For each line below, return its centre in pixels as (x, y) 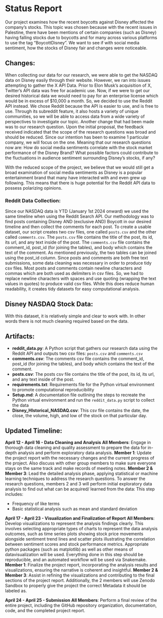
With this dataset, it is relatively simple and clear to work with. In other (75, 316)
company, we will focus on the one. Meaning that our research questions (78, 142)
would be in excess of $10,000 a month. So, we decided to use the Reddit (79, 101)
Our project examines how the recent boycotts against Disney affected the (80, 22)
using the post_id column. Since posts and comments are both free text (77, 258)
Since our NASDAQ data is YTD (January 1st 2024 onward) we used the (77, 211)
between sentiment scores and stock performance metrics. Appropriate (77, 544)
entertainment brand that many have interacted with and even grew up (76, 177)
